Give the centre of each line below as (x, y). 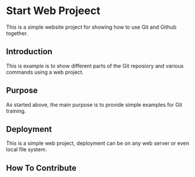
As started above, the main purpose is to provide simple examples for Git (94, 104)
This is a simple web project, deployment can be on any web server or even (98, 143)
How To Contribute (41, 168)
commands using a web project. (45, 72)
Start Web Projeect (53, 11)
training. (16, 111)
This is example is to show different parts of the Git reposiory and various (95, 66)
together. (17, 33)
